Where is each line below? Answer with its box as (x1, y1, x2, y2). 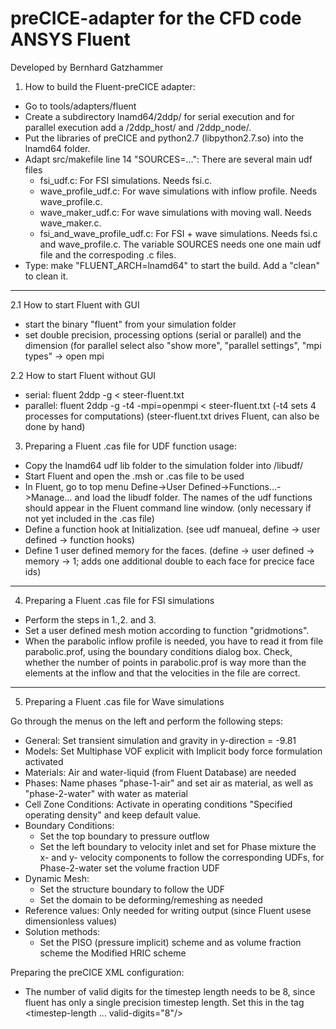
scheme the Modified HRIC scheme (39, 947, 187, 959)
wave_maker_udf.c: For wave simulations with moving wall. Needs (39, 206, 312, 218)
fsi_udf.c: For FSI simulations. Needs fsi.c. (39, 174, 213, 186)
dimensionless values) (24, 915, 118, 927)
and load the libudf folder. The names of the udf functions (74, 491, 313, 503)
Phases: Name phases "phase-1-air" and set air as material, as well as (24, 777, 314, 789)
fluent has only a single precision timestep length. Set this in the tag (24, 996, 305, 1008)
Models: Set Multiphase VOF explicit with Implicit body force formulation (24, 745, 323, 757)
